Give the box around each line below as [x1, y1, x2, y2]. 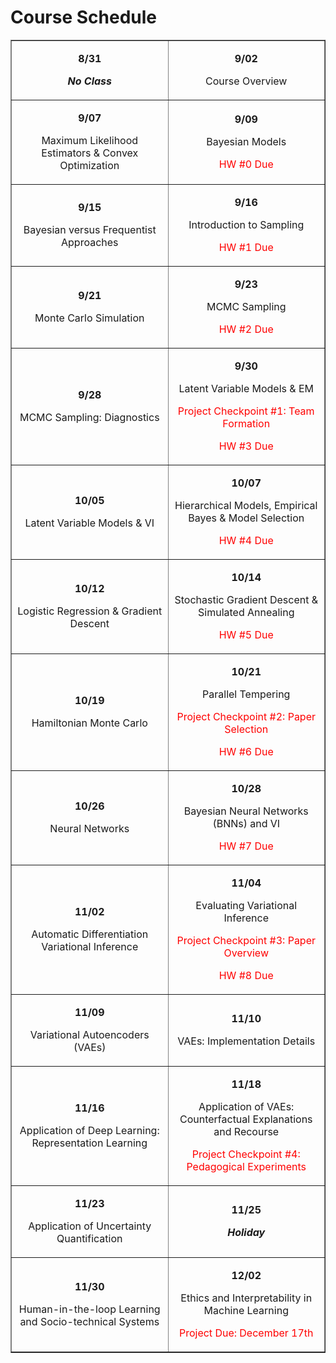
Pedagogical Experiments [186, 1159, 307, 1173]
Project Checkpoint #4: [191, 1147, 301, 1161]
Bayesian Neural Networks [183, 804, 309, 818]
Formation [222, 416, 271, 430]
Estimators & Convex [41, 146, 139, 160]
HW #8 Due [218, 968, 274, 982]
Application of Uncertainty [28, 1219, 152, 1233]
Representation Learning [31, 1136, 148, 1150]
